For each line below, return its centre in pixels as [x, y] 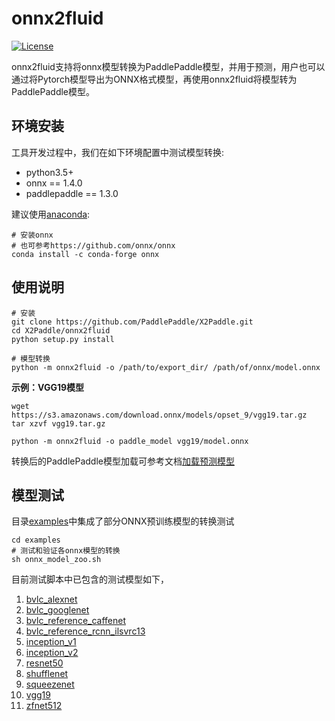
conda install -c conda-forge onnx [85, 254]
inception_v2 [52, 653]
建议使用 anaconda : [51, 214]
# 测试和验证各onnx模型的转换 [66, 551]
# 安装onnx [32, 235]
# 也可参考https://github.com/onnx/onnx [93, 245]
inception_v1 [51, 642]
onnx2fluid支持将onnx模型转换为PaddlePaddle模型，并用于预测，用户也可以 [168, 66]
